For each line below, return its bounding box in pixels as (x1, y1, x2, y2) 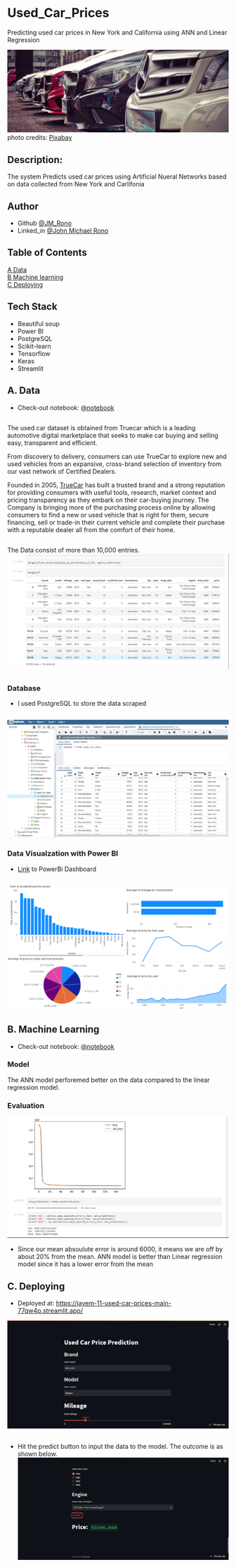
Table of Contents (7, 247, 88, 259)
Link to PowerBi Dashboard (17, 865, 97, 873)
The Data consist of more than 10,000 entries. (7, 546, 140, 555)
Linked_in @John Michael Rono (17, 226, 109, 235)
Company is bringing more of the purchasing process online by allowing (7, 503, 216, 511)
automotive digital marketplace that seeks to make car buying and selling (7, 431, 219, 439)
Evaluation (7, 1100, 44, 1110)
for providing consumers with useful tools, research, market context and (7, 488, 216, 496)
